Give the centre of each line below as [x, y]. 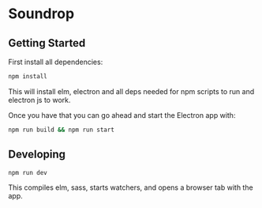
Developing [37, 155]
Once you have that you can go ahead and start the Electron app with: [122, 115]
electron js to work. [39, 100]
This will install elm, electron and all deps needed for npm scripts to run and [131, 91]
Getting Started [47, 43]
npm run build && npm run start [61, 130]
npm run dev [28, 172]
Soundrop [41, 14]
